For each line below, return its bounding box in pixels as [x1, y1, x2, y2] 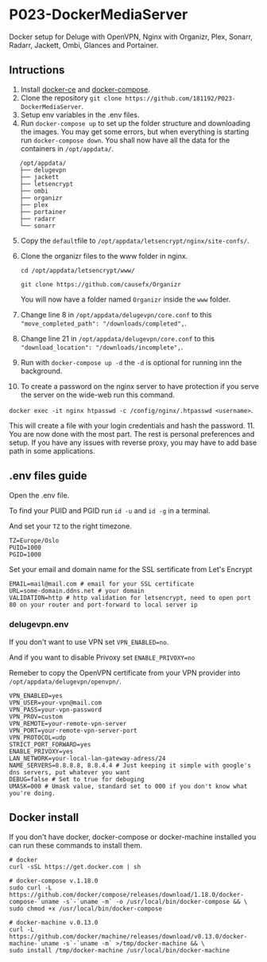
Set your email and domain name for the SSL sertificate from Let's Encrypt [9, 564, 253, 574]
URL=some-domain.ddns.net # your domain [9, 586, 145, 594]
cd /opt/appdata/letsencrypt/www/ [20, 267, 135, 275]
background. [20, 366, 63, 376]
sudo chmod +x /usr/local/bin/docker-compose [9, 905, 162, 913]
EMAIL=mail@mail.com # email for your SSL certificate [9, 579, 195, 588]
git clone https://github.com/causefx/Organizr [20, 280, 181, 288]
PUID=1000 [9, 543, 42, 551]
